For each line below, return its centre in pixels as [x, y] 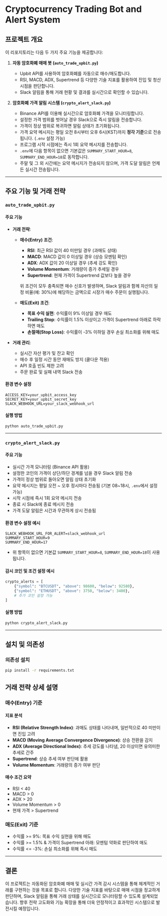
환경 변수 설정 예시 [23, 523]
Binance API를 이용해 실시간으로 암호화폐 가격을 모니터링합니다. [82, 113]
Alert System [33, 20]
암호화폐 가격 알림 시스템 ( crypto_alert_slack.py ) [61, 103]
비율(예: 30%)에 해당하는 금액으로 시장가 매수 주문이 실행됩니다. [87, 292]
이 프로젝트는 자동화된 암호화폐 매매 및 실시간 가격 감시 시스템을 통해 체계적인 [80, 884]
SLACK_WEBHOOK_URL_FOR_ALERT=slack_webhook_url [55, 534]
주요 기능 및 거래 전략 [35, 191]
